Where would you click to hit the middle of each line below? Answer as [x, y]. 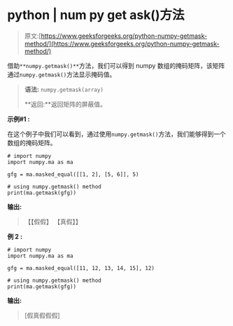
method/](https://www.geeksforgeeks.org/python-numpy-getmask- [122, 43]
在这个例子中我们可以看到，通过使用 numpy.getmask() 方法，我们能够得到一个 [116, 134]
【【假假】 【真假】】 [53, 222]
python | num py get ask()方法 [96, 15]
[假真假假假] [42, 315]
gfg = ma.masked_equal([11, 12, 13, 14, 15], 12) [81, 268]
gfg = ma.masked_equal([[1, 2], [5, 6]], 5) [73, 174]
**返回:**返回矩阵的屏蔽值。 [65, 104]
